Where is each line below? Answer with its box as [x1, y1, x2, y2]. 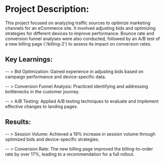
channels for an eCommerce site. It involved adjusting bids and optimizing [5, 25, 156, 31]
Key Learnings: [5, 55, 53, 64]
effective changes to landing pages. [5, 103, 78, 109]
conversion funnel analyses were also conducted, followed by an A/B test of [5, 36, 161, 42]
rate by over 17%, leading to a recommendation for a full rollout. [5, 151, 135, 157]
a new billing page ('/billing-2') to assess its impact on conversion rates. [5, 41, 152, 47]
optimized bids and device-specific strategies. [5, 136, 100, 142]
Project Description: [5, 3, 89, 15]
